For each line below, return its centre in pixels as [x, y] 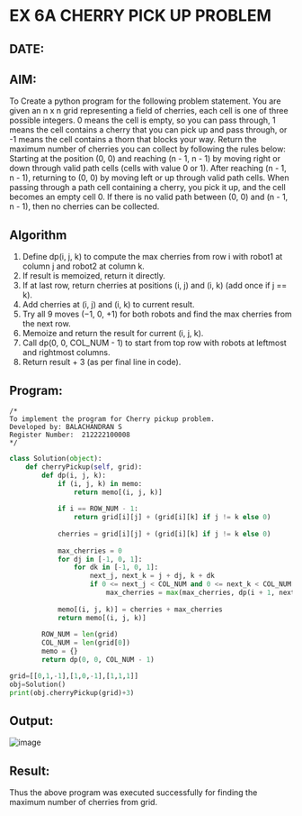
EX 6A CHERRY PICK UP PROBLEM [141, 16]
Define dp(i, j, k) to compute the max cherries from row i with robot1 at [152, 257]
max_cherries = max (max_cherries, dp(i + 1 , [191, 593]
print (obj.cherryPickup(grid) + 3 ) [72, 692]
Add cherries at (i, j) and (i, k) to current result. [108, 305]
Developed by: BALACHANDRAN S [66, 427]
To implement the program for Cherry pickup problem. [112, 419]
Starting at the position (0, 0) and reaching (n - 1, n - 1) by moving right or [145, 159]
